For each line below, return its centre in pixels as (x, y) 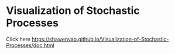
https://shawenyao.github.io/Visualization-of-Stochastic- (100, 39)
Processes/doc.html (30, 45)
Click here (18, 39)
